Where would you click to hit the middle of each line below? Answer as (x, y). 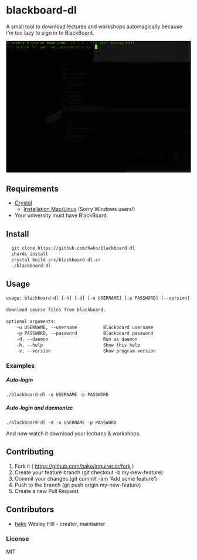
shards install (30, 254)
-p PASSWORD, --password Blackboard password (85, 333)
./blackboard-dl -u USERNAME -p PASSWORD (57, 394)
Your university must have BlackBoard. (61, 216)
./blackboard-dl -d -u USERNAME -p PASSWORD (61, 422)
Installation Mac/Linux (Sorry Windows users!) (79, 209)
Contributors (30, 510)
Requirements (32, 189)
